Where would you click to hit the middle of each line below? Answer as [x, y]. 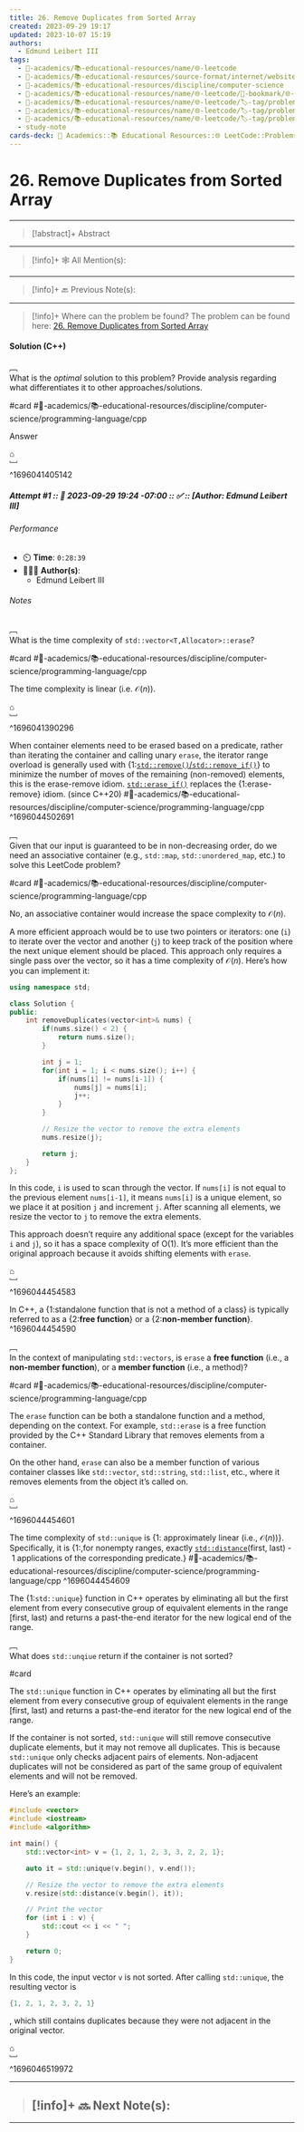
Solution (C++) [38, 346]
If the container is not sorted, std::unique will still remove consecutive [140, 1738]
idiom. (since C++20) [82, 794]
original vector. [37, 2030]
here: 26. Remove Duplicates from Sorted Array [120, 325]
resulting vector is [43, 1986]
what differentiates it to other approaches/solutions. [106, 388]
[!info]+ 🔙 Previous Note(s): [83, 289]
